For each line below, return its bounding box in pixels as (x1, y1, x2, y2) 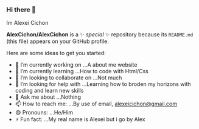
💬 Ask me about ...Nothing (15, 93, 81, 101)
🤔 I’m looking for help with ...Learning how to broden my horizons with (15, 81, 191, 88)
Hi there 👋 (6, 5, 37, 14)
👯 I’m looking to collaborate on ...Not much (15, 74, 122, 81)
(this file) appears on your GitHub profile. (6, 38, 110, 45)
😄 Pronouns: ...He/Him (15, 109, 74, 116)
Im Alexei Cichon (6, 19, 49, 27)
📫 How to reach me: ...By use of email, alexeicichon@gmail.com (15, 100, 178, 108)
